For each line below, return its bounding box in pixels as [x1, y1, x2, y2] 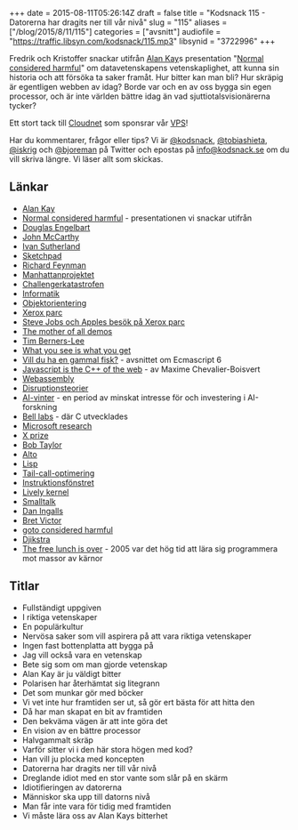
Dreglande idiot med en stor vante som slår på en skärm [21, 772, 229, 783]
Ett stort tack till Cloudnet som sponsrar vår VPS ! [9, 117, 189, 128]
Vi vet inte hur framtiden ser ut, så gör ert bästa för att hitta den [21, 697, 255, 707]
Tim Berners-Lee [21, 335, 85, 346]
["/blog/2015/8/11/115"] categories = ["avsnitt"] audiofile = [9, 27, 221, 36]
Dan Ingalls [21, 505, 64, 516]
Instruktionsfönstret [21, 477, 95, 488]
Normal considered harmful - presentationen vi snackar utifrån [21, 213, 253, 223]
